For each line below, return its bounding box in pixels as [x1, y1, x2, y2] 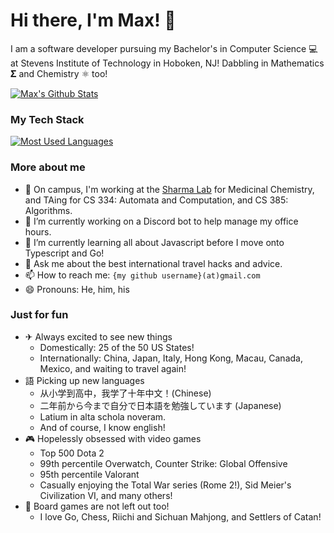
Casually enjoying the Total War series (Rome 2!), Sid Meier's [39, 479, 292, 491]
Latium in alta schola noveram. [39, 410, 167, 423]
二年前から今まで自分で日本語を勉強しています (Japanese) [39, 399, 282, 411]
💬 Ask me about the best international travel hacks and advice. [24, 257, 283, 269]
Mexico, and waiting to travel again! [39, 362, 187, 374]
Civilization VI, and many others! [39, 489, 173, 501]
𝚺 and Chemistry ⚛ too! [10, 67, 108, 79]
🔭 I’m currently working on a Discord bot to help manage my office [24, 215, 299, 227]
